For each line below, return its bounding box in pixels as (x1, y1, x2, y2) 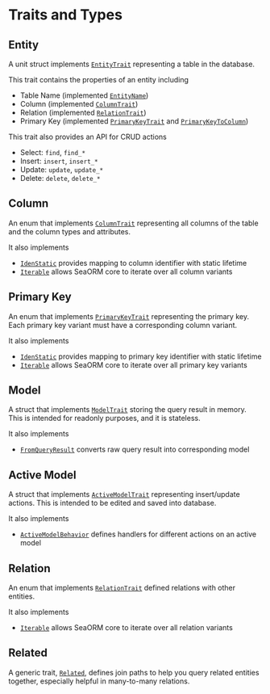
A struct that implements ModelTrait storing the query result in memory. (8, 405, 247, 414)
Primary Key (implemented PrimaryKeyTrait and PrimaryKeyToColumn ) (19, 116, 249, 126)
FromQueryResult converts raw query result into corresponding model (19, 444, 250, 454)
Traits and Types (8, 6, 123, 24)
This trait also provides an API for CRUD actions (8, 132, 168, 141)
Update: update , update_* (19, 165, 104, 175)
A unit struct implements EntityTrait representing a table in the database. (8, 59, 255, 69)
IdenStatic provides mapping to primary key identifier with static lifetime (19, 351, 262, 361)
